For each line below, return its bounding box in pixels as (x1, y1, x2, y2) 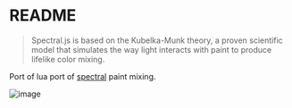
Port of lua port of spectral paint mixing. (9, 71, 156, 81)
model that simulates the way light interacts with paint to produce (30, 44, 272, 54)
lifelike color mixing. (30, 54, 105, 64)
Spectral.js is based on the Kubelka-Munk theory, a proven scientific (30, 35, 283, 46)
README (9, 5, 77, 26)
